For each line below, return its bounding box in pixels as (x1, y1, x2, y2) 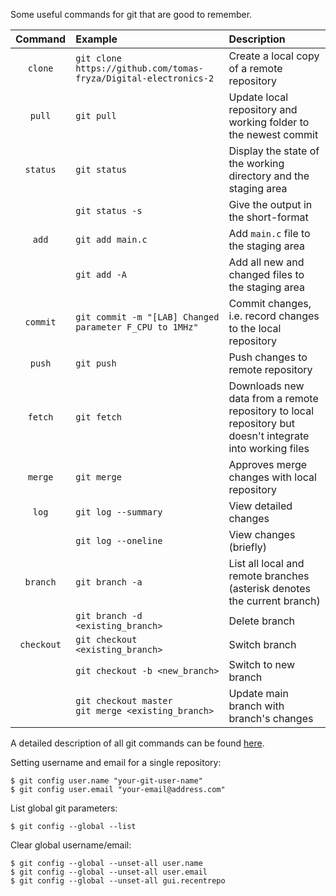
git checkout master (75, 695, 173, 706)
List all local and (228, 557, 305, 570)
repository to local (228, 404, 314, 418)
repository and (228, 103, 298, 116)
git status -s (75, 205, 143, 216)
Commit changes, (228, 297, 312, 310)
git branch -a (75, 577, 143, 588)
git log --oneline (75, 535, 163, 546)
